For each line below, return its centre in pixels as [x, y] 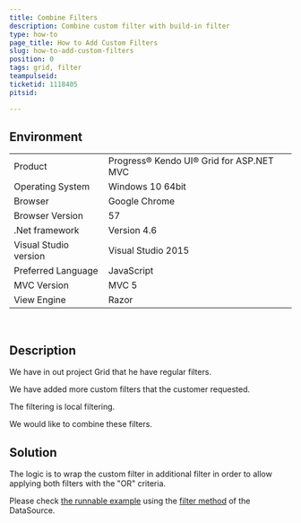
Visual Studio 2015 [149, 250]
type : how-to [34, 34]
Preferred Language [56, 271]
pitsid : [24, 92]
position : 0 [31, 59]
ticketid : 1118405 [43, 84]
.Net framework [47, 231]
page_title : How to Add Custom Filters [84, 43]
